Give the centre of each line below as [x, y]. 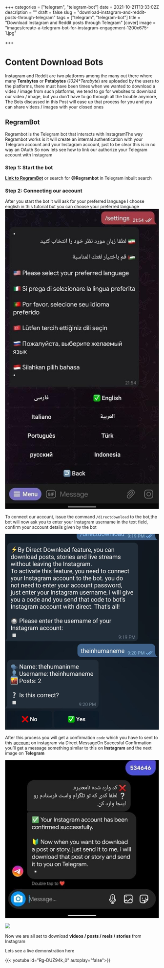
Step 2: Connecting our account [44, 191]
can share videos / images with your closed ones [54, 107]
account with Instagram [29, 155]
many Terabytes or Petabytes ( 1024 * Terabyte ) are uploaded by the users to [82, 81]
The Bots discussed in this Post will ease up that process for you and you [79, 102]
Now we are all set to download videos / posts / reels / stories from [73, 936]
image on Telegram [25, 753]
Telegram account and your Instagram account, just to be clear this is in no [80, 144]
